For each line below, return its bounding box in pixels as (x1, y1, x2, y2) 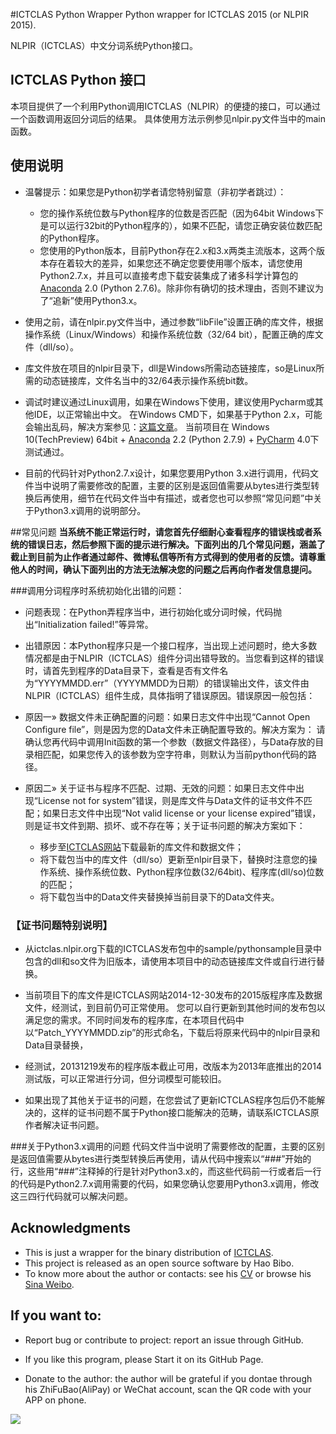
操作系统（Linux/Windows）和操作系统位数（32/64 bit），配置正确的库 (24, 328, 315, 340)
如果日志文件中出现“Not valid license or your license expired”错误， (42, 807, 322, 819)
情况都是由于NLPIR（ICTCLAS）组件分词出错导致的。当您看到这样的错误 (24, 652, 325, 664)
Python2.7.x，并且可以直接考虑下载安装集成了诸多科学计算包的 (39, 269, 299, 281)
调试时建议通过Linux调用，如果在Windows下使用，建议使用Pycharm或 (24, 395, 315, 408)
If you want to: (10, 1307, 102, 1324)
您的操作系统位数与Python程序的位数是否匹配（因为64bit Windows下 (39, 207, 325, 219)
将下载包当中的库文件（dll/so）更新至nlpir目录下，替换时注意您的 (39, 853, 309, 865)
